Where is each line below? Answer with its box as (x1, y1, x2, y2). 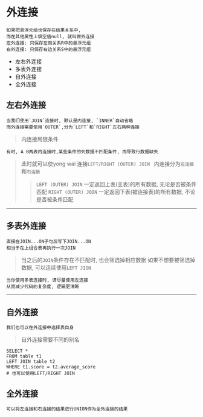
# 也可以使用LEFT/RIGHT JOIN (6, 370, 76, 376)
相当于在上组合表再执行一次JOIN (6, 245, 76, 251)
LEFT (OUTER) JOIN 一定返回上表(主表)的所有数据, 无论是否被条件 (36, 180, 197, 188)
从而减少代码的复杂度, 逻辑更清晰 (6, 283, 80, 290)
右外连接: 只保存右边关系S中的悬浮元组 (6, 46, 91, 52)
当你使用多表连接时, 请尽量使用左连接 (6, 277, 89, 283)
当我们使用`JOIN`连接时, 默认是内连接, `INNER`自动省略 (6, 118, 134, 124)
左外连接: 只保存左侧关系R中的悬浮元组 (6, 40, 91, 46)
